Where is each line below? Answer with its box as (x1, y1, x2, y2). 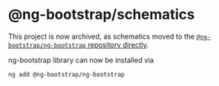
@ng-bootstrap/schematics (8, 6, 195, 24)
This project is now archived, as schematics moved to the (8, 32, 195, 41)
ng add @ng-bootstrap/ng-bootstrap (8, 70, 125, 78)
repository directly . (87, 39, 150, 49)
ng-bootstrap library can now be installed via (8, 55, 154, 65)
